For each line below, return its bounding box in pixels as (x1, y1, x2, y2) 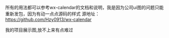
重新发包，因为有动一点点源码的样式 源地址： (5, 11, 100, 17)
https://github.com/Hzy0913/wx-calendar (5, 17, 92, 22)
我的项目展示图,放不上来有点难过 (5, 27, 73, 33)
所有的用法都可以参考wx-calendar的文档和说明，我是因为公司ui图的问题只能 (5, 5, 164, 10)
